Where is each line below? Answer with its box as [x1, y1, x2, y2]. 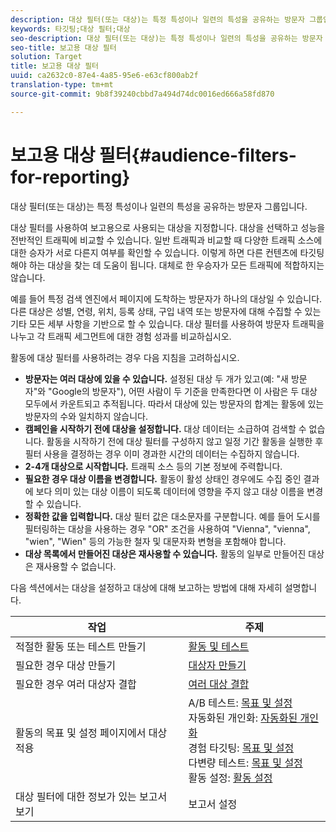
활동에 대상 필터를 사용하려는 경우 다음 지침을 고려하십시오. [10, 351, 240, 363]
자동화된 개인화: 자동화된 [188, 711, 298, 725]
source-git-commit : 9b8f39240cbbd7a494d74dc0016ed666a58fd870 [10, 89, 275, 99]
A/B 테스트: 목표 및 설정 [188, 696, 293, 710]
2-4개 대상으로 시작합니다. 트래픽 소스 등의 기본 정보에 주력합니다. [24, 460, 283, 472]
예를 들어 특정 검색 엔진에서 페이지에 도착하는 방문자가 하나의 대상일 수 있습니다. [10, 292, 323, 305]
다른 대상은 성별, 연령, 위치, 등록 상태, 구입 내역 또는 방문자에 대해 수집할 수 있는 [10, 305, 322, 317]
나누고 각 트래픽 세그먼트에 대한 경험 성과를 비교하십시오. [10, 330, 232, 342]
